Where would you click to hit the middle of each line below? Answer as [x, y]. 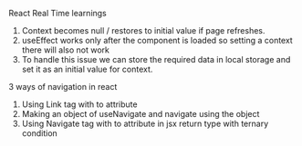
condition [40, 133]
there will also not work [66, 50]
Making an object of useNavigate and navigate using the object [141, 114]
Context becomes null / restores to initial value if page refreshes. [143, 30]
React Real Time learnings [57, 13]
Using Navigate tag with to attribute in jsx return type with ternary [145, 123]
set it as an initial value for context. [87, 69]
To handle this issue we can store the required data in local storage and [156, 59]
